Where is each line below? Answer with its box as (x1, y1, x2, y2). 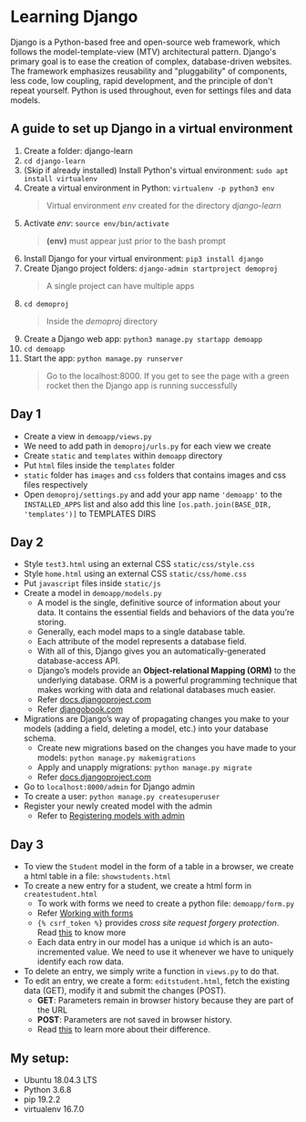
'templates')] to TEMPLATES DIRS (23, 508, 157, 519)
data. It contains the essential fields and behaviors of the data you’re (36, 607, 295, 618)
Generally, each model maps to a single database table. (36, 626, 246, 637)
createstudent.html (23, 890, 98, 900)
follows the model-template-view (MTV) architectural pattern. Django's (10, 46, 277, 57)
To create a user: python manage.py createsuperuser (23, 791, 220, 802)
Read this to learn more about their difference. (36, 1024, 210, 1035)
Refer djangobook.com (36, 704, 124, 715)
